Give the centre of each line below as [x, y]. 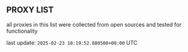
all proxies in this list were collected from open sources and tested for [94, 24]
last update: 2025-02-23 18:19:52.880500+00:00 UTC [72, 42]
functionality [22, 31]
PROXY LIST [30, 10]
